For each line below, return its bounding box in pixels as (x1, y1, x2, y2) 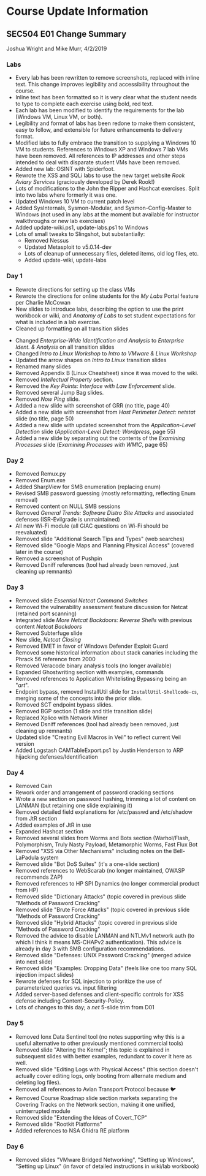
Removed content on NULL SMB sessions (15, 503, 121, 510)
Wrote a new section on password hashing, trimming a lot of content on (15, 795, 196, 803)
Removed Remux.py (15, 470, 66, 477)
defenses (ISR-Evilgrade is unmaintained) (15, 515, 121, 523)
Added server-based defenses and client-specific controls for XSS (15, 991, 184, 998)
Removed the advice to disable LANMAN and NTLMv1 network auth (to (15, 932, 195, 939)
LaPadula (15, 854, 39, 862)
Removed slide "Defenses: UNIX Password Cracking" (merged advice (15, 952, 191, 959)
